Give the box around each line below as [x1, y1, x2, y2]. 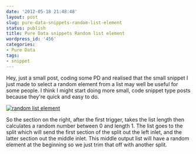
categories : [6, 42, 35, 48]
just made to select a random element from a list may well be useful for [6, 80, 178, 87]
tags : [6, 53, 19, 58]
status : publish [6, 25, 46, 31]
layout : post [6, 14, 38, 20]
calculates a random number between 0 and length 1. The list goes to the [6, 122, 183, 129]
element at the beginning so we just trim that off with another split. [6, 141, 168, 148]
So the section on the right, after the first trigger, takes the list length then [6, 116, 184, 123]
